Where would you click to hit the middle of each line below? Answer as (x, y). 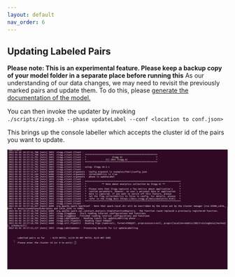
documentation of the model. (49, 98)
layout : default (31, 15)
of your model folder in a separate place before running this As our (106, 76)
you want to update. (36, 140)
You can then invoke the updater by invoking (71, 111)
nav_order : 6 (26, 22)
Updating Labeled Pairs (59, 51)
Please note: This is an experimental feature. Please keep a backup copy (115, 68)
